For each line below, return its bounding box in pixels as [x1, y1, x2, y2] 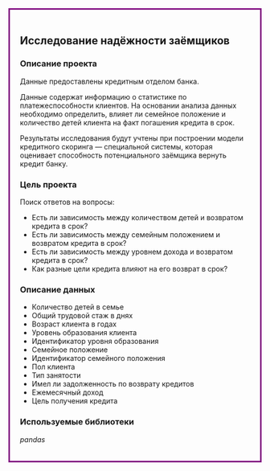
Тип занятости [31, 371, 81, 380]
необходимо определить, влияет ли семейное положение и [19, 109, 227, 119]
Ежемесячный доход [31, 387, 104, 397]
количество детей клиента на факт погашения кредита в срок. [19, 117, 235, 127]
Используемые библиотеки [19, 416, 134, 428]
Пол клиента [31, 362, 76, 372]
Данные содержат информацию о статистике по [19, 92, 187, 101]
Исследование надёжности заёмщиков [19, 34, 231, 47]
